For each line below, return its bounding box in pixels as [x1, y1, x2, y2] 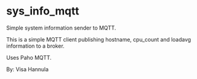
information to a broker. [6, 42, 65, 49]
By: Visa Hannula [6, 65, 49, 73]
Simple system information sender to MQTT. [6, 24, 117, 31]
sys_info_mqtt [6, 4, 80, 18]
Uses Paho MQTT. [6, 54, 52, 61]
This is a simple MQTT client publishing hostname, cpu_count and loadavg [6, 36, 192, 43]
